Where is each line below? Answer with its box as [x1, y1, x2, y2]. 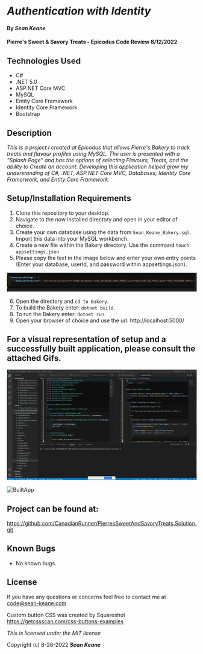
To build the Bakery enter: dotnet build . [15, 304, 116, 311]
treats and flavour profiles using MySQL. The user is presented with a [7, 150, 180, 157]
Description [7, 128, 52, 138]
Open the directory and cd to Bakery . [15, 297, 109, 305]
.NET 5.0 [15, 78, 38, 86]
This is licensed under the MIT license [7, 629, 101, 637]
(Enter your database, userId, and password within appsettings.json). [15, 261, 187, 268]
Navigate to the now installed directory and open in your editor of [15, 215, 178, 223]
